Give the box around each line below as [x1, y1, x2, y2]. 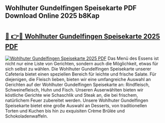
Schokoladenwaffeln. [5, 113, 48, 119]
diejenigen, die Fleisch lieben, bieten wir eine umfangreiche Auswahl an [5, 77, 151, 82]
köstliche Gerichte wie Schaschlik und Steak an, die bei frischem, [5, 92, 138, 98]
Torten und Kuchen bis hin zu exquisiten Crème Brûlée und [5, 108, 125, 114]
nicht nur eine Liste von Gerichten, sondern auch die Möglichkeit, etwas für [5, 61, 159, 66]
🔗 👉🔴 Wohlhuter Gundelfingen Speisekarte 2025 [5, 32, 161, 41]
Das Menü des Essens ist [108, 55, 159, 61]
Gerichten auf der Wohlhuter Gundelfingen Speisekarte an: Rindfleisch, [5, 82, 150, 87]
